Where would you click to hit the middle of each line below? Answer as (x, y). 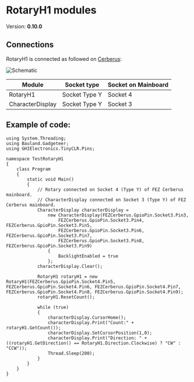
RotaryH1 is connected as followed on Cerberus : (64, 58)
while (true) (53, 307)
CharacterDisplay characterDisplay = (83, 210)
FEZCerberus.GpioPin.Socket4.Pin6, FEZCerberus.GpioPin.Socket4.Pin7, (94, 287)
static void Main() (51, 179)
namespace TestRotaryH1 (35, 159)
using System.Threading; (36, 138)
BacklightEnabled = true (88, 256)
